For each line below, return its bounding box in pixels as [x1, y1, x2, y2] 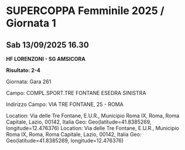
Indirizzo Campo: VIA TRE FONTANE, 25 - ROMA [6, 101, 124, 108]
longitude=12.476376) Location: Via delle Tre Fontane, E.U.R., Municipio [6, 125, 180, 131]
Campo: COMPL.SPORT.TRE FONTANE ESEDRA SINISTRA [6, 90, 146, 96]
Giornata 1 [6, 16, 57, 30]
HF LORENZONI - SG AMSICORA [6, 56, 86, 62]
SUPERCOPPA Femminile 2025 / [6, 4, 165, 18]
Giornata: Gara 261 [6, 78, 52, 85]
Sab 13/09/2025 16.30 [6, 40, 89, 50]
